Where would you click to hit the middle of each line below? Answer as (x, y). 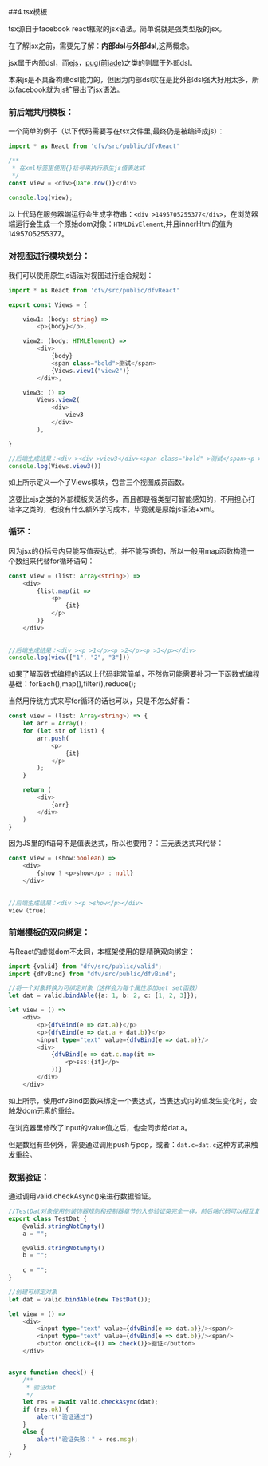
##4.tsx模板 (28, 12)
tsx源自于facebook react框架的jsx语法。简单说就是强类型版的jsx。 (117, 29)
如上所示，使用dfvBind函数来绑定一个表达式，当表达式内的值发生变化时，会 (133, 1100)
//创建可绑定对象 (33, 1292)
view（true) (28, 910)
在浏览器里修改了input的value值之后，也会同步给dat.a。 (100, 1127)
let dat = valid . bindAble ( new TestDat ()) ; (80, 1299)
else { (33, 1432)
